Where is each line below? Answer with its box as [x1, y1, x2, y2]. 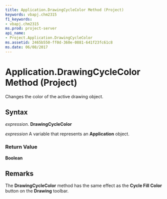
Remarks [5, 169, 34, 178]
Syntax [5, 108, 28, 116]
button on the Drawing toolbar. [5, 188, 69, 194]
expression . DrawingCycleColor [5, 121, 72, 127]
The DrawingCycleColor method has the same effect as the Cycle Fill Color [5, 182, 162, 188]
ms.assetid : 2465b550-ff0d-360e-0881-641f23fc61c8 [5, 40, 113, 45]
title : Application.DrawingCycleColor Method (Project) [5, 7, 124, 13]
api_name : [5, 31, 26, 36]
